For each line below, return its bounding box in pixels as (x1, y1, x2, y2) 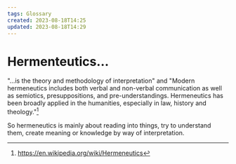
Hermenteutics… (7, 53, 110, 69)
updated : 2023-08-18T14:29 (7, 23, 86, 30)
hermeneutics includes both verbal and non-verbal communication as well (7, 84, 223, 93)
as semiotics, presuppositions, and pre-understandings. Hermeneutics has (7, 92, 223, 100)
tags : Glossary (7, 10, 52, 18)
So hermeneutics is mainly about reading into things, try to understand (7, 121, 211, 130)
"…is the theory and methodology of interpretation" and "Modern (7, 76, 195, 85)
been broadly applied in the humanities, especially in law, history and (7, 99, 207, 107)
